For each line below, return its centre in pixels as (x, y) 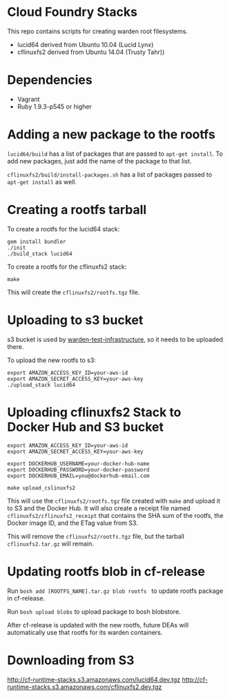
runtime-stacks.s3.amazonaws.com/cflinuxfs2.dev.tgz (85, 687)
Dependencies (50, 80)
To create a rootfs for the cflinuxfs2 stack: (67, 267)
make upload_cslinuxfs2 (41, 488)
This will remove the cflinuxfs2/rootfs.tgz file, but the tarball (96, 536)
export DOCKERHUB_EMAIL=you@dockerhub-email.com (78, 476)
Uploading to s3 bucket (75, 320)
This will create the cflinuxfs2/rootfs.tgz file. (74, 292)
